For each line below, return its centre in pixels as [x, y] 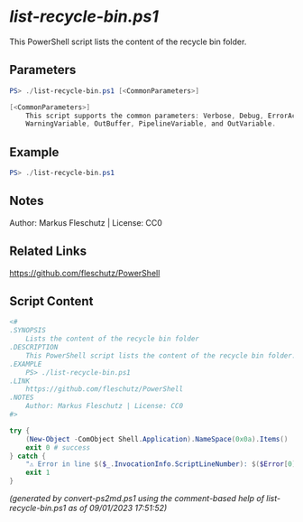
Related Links [48, 252]
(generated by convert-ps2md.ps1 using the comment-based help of [137, 498]
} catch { [28, 456]
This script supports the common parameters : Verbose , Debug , [145, 116]
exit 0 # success [58, 447]
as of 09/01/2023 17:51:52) [118, 508]
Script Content [51, 301]
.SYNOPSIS [28, 331]
